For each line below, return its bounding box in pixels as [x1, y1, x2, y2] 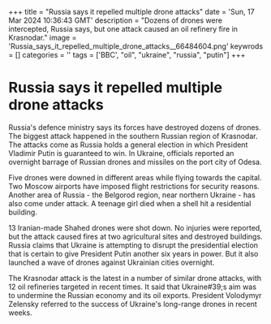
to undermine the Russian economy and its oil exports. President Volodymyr [8, 290, 262, 300]
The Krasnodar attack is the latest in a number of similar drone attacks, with [8, 273, 262, 283]
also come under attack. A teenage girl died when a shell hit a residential [8, 198, 252, 208]
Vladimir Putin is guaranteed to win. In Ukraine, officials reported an [8, 148, 234, 158]
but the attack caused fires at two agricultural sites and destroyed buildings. [8, 231, 263, 241]
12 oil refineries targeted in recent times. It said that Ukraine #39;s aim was [8, 282, 257, 292]
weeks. [8, 308, 32, 318]
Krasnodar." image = [8, 32, 77, 42]
